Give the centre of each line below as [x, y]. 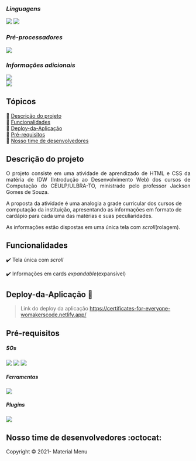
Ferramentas [22, 377]
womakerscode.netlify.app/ [53, 315]
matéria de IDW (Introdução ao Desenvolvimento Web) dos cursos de [98, 179]
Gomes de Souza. [27, 192]
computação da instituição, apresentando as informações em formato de [94, 209]
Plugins [16, 405]
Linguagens [23, 9]
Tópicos [21, 102]
